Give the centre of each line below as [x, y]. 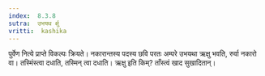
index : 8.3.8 [32, 16]
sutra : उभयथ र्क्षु [34, 23]
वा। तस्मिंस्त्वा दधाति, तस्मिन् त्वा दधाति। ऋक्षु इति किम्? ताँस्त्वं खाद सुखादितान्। [112, 63]
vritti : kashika [38, 31]
